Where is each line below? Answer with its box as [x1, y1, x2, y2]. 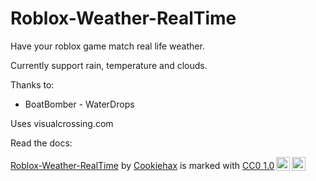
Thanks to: [10, 78, 55, 91]
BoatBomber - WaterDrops [24, 98, 135, 110]
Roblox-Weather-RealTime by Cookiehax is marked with [10, 159, 241, 171]
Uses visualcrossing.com [10, 117, 114, 129]
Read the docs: [10, 137, 73, 149]
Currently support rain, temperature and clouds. [10, 59, 208, 71]
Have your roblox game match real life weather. [10, 40, 205, 52]
